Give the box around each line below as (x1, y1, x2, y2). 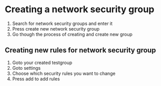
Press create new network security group (12, 25, 100, 32)
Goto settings (12, 65, 41, 71)
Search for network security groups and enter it (12, 20, 113, 26)
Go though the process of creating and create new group (12, 31, 133, 37)
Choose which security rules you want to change (12, 70, 116, 76)
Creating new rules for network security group (5, 46, 156, 54)
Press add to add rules (12, 75, 60, 82)
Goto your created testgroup (12, 60, 73, 66)
